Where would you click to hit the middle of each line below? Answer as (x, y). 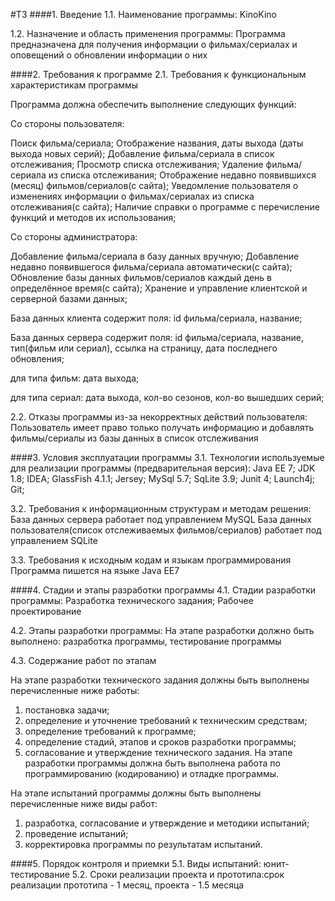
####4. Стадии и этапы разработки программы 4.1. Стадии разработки (163, 590)
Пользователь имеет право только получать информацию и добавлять (162, 427)
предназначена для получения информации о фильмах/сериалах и (154, 44)
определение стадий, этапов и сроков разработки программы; (160, 742)
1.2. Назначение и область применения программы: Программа (148, 33)
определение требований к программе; (110, 731)
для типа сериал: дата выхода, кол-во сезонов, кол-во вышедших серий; (167, 397)
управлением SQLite (54, 540)
